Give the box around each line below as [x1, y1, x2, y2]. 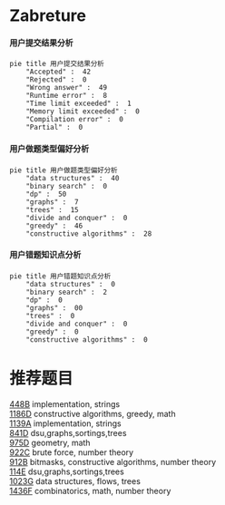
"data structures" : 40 [25, 173, 120, 182]
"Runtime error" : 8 [25, 92, 107, 101]
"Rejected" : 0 [25, 75, 88, 84]
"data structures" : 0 [25, 279, 116, 288]
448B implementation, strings [9, 398, 121, 409]
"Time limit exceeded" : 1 [25, 99, 132, 109]
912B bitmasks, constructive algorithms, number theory [9, 456, 217, 467]
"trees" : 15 [25, 205, 79, 214]
